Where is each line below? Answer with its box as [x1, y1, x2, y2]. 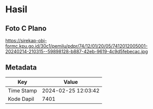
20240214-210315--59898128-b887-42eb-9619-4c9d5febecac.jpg [5, 49, 148, 54]
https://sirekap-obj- [5, 37, 47, 43]
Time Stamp [8, 87, 37, 94]
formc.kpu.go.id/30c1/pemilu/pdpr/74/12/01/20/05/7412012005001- [5, 43, 148, 49]
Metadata [5, 63, 37, 72]
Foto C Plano [5, 24, 47, 33]
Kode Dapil [8, 95, 34, 102]
